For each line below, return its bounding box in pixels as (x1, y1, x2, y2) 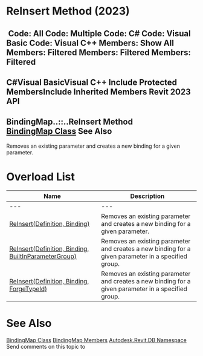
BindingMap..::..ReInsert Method (6, 117, 133, 127)
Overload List (6, 170, 76, 183)
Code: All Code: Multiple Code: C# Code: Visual (8, 28, 192, 39)
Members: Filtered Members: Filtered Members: (6, 47, 192, 58)
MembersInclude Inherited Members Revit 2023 (6, 87, 192, 97)
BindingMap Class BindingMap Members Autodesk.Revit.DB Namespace (6, 336, 187, 343)
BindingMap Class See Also (6, 126, 112, 137)
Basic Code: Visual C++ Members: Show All (6, 38, 174, 48)
